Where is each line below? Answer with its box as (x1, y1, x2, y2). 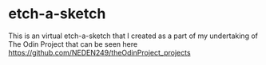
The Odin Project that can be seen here (8, 39, 138, 48)
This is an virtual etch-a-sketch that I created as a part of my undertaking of (8, 31, 258, 40)
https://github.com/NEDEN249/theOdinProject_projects (8, 48, 191, 57)
